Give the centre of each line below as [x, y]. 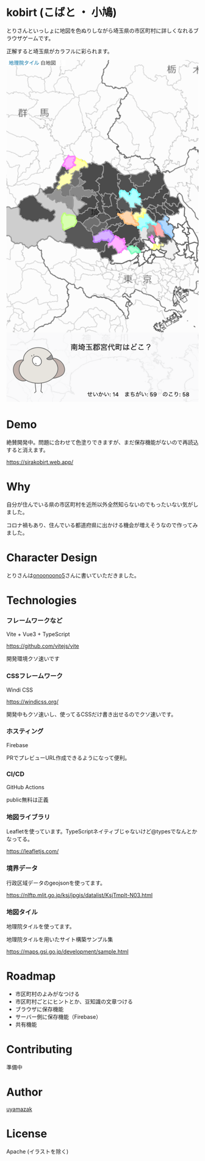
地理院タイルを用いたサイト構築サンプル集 [60, 939]
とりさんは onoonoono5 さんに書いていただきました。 [73, 575]
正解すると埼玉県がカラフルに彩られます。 [59, 51]
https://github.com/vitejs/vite [43, 646]
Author [24, 1092]
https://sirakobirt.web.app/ [40, 462]
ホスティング [25, 731]
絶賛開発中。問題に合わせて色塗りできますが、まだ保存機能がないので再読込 [103, 442]
